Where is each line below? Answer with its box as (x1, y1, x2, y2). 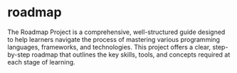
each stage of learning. (7, 57, 76, 66)
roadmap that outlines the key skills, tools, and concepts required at (31, 50, 231, 59)
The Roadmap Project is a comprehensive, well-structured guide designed (7, 28, 226, 36)
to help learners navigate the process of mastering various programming (7, 35, 221, 43)
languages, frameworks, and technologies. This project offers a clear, (7, 43, 211, 51)
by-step (7, 50, 31, 59)
